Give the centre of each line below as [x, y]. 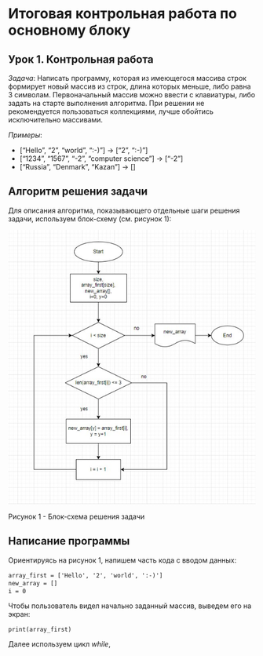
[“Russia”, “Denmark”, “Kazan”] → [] [77, 167]
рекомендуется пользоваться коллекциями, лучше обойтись [111, 111]
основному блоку [69, 30]
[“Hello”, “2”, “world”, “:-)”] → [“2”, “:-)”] [84, 150]
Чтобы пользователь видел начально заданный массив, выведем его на [130, 606]
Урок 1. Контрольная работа [81, 59]
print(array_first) [40, 629]
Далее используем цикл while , [60, 643]
